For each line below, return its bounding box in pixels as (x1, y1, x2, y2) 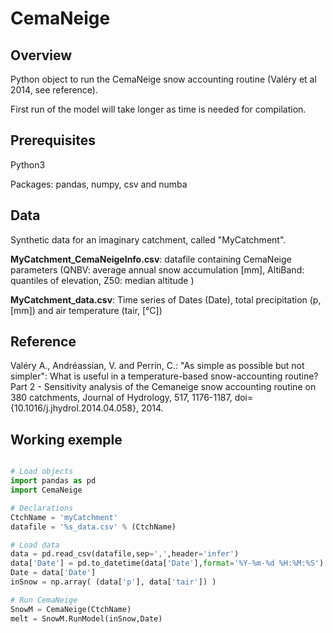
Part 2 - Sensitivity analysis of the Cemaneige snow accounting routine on (10, 381, 317, 393)
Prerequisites (10, 132, 96, 149)
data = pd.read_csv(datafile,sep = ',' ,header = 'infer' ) (10, 549, 240, 559)
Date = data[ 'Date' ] (10, 568, 97, 578)
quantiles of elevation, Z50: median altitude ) (10, 274, 195, 286)
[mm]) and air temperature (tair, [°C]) (10, 304, 163, 316)
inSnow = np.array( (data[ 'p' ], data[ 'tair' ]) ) (10, 577, 217, 587)
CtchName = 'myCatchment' (10, 512, 118, 522)
